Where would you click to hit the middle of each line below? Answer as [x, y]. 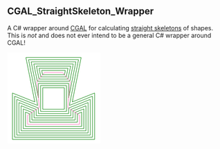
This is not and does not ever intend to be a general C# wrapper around [109, 35]
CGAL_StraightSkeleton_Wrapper [81, 11]
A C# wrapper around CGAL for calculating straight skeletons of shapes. [110, 28]
